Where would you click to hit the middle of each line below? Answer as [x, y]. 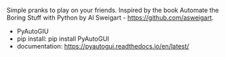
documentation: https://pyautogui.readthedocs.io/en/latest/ [103, 46]
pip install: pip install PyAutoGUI [63, 39]
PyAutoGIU [33, 31]
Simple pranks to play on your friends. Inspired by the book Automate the [113, 10]
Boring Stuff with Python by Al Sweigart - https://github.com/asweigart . [110, 18]
